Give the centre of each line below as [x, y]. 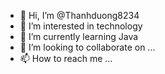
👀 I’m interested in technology [81, 26]
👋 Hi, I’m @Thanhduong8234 [79, 15]
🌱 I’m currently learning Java [79, 36]
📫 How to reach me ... [66, 58]
